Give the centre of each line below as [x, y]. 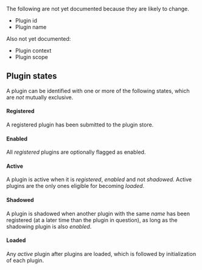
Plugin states [32, 76]
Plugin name [31, 27]
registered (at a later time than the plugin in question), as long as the [92, 220]
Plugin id [26, 20]
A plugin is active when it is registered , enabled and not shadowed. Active [99, 179]
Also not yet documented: [39, 39]
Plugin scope [32, 57]
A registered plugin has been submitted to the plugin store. [80, 125]
